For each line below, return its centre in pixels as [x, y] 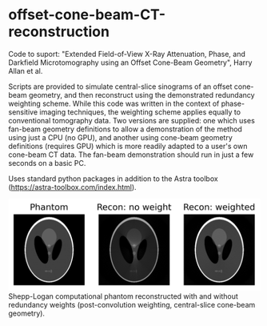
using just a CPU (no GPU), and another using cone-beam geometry [121, 137]
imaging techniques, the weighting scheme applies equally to [140, 112]
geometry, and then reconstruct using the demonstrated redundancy [141, 95]
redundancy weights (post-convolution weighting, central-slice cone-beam [132, 305]
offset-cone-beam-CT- [87, 15]
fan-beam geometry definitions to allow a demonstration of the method [125, 129]
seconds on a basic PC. [47, 163]
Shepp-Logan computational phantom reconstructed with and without [123, 296]
